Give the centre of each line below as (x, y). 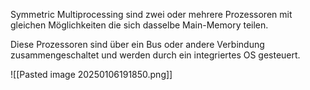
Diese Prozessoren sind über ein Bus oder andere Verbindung (137, 44)
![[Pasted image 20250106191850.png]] (91, 74)
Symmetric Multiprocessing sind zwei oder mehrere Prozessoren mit (151, 14)
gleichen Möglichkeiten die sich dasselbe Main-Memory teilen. (139, 25)
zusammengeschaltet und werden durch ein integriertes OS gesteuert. (155, 55)
